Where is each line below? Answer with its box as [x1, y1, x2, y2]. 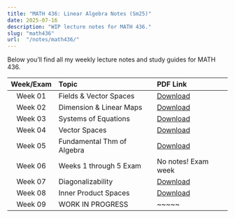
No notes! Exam [157, 157, 209, 166]
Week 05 [16, 141, 47, 151]
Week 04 [16, 125, 47, 135]
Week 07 [16, 177, 47, 187]
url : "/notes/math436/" [7, 36, 80, 43]
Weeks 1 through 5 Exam [58, 161, 142, 171]
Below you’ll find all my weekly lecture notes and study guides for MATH [7, 55, 216, 64]
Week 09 [16, 200, 47, 210]
